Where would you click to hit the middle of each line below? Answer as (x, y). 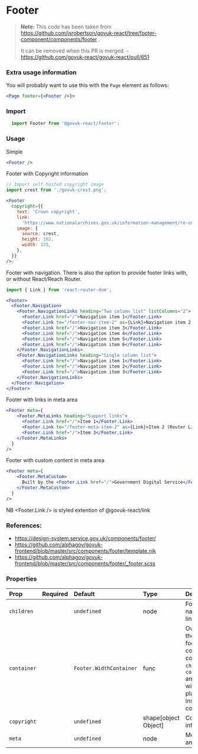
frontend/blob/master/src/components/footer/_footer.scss (85, 563)
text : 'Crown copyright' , (49, 212)
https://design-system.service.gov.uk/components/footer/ (85, 538)
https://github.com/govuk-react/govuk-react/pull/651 (85, 57)
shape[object (161, 718)
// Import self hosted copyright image (55, 185)
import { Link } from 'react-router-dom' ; (59, 290)
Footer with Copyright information (47, 174)
